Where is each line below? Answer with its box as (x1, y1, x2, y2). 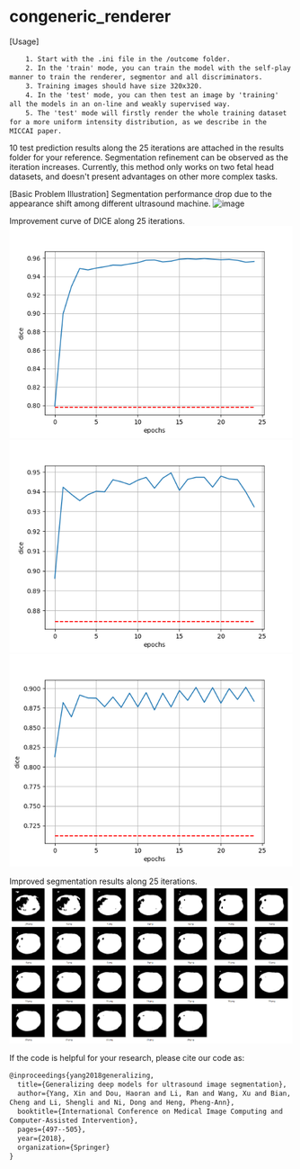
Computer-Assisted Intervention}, (9, 1116, 139, 1125)
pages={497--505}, (17, 1125, 87, 1134)
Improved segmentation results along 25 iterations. (9, 876, 198, 886)
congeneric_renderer (9, 6, 172, 27)
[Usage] (9, 36, 40, 47)
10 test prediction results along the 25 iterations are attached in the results (9, 142, 285, 153)
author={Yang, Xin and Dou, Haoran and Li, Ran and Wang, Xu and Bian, (17, 1089, 292, 1098)
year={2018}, (17, 1134, 66, 1143)
